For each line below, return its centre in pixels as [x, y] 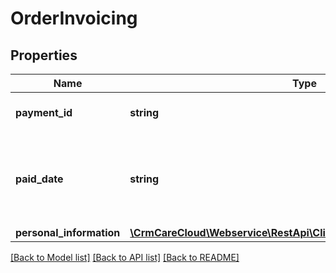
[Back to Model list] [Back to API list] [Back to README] [125, 257]
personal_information [68, 232]
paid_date [39, 179]
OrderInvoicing [74, 18]
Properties [44, 55]
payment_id [44, 112]
